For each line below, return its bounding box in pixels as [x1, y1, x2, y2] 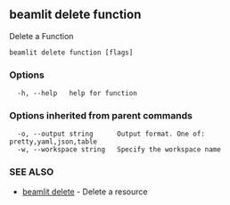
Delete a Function [9, 30, 74, 41]
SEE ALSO [9, 166, 54, 178]
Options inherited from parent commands [9, 110, 193, 122]
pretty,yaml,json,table [9, 137, 98, 146]
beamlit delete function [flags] [9, 48, 134, 57]
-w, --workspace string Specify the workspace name [17, 145, 221, 154]
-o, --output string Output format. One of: [17, 129, 205, 139]
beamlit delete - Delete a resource [21, 186, 148, 197]
